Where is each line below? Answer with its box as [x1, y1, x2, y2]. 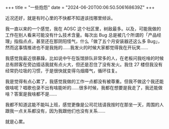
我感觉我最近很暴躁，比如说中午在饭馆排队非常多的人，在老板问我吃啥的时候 [5, 55, 164, 61]
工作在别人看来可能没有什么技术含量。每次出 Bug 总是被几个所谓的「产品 [5, 32, 157, 38]
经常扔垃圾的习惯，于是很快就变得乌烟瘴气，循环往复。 [5, 68, 120, 74]
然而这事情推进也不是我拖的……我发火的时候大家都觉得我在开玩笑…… [5, 45, 148, 50]
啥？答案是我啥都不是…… [5, 91, 57, 97]
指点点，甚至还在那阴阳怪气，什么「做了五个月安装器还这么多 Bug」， [18, 38, 162, 44]
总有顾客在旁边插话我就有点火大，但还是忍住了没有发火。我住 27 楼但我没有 [5, 62, 163, 67]
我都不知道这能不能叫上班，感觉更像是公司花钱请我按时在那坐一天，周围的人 [5, 102, 164, 107]
